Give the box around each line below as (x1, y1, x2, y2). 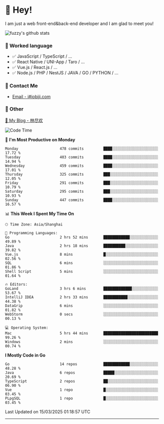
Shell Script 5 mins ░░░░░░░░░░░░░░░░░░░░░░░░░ (5, 269, 159, 274)
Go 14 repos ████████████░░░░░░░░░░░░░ (5, 361, 159, 366)
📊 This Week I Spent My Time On (5, 210, 74, 217)
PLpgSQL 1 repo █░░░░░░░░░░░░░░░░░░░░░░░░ (5, 396, 159, 401)
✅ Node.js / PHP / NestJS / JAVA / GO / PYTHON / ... (12, 70, 119, 76)
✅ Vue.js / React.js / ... (12, 65, 58, 70)
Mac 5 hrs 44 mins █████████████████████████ (5, 331, 159, 335)
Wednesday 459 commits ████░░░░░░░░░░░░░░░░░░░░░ (5, 163, 159, 168)
